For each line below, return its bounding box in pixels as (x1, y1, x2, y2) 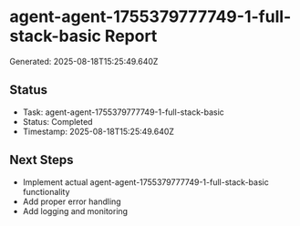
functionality (22, 186, 70, 197)
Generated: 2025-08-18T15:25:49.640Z (9, 56, 159, 67)
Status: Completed (22, 116, 93, 127)
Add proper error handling (22, 196, 121, 207)
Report (104, 26, 158, 46)
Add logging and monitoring (22, 205, 129, 216)
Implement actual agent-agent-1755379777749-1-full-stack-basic (22, 176, 269, 188)
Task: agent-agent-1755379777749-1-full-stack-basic (22, 107, 225, 118)
